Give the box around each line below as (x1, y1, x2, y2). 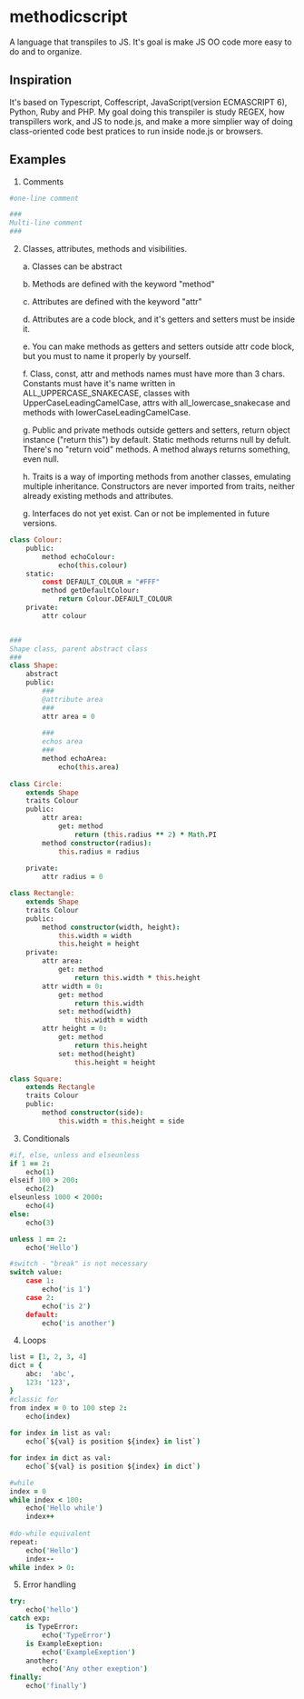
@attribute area (42, 695, 103, 704)
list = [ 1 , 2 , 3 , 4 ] (9, 1353, 88, 1362)
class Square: (9, 1074, 64, 1084)
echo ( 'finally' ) (25, 1682, 88, 1691)
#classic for (9, 1394, 59, 1404)
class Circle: (9, 779, 64, 788)
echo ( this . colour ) (57, 561, 128, 570)
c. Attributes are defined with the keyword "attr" (22, 296, 202, 307)
